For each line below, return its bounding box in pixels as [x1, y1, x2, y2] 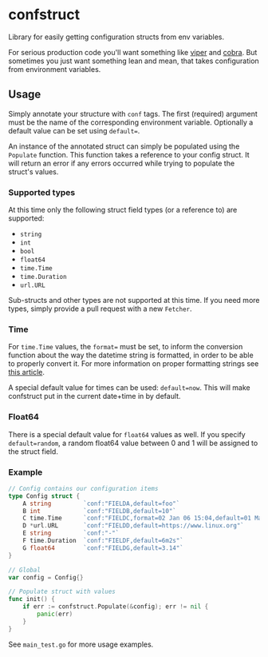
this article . [8, 368, 45, 377]
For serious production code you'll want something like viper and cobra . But [8, 47, 258, 57]
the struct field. [8, 446, 58, 456]
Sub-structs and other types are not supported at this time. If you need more [8, 296, 260, 305]
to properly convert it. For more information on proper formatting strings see [8, 359, 259, 368]
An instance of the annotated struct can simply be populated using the [8, 141, 240, 151]
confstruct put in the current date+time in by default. [8, 392, 181, 401]
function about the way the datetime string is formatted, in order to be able [8, 350, 254, 360]
